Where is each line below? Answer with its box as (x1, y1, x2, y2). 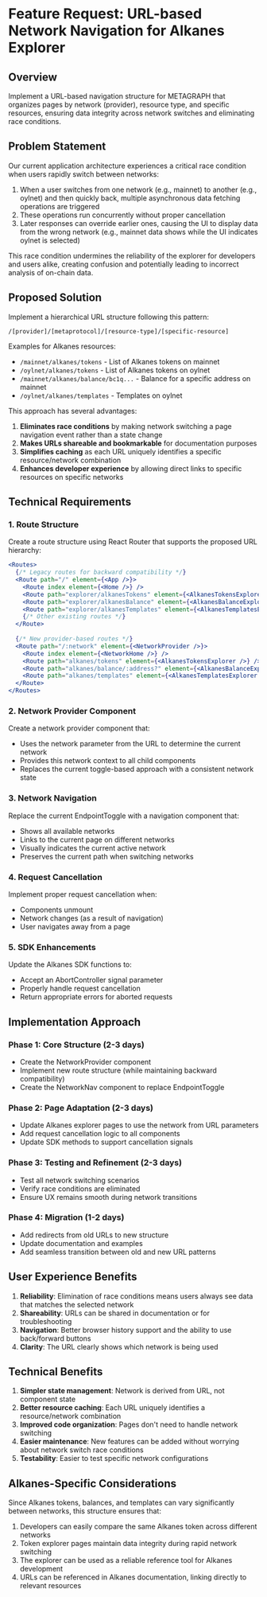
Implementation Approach (8, 1015, 141, 1029)
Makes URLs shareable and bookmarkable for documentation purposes (19, 438, 257, 448)
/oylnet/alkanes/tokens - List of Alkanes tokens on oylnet (19, 365, 211, 375)
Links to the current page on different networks (19, 835, 175, 844)
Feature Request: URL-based (8, 5, 203, 23)
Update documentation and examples (19, 1238, 143, 1248)
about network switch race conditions (19, 1445, 145, 1455)
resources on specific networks (19, 472, 124, 481)
